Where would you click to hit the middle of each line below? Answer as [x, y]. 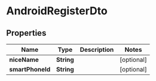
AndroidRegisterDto [57, 11]
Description [97, 50]
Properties [26, 33]
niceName [24, 60]
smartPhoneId [30, 69]
